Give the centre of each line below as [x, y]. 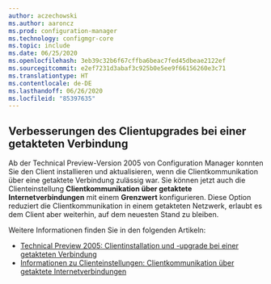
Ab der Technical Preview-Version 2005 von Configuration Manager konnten [136, 163]
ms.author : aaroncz [41, 23]
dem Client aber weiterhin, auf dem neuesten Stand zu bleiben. [114, 215]
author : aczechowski [43, 16]
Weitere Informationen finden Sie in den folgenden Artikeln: [107, 230]
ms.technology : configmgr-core [61, 38]
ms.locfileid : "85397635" [52, 98]
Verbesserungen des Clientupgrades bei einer [127, 131]
